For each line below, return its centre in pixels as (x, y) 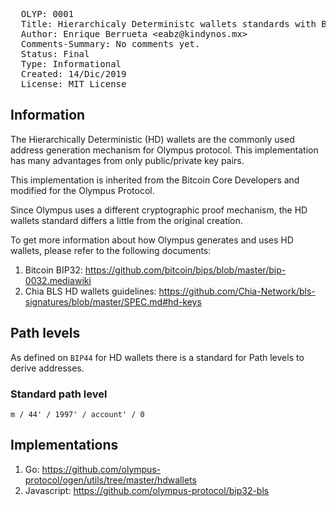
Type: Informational (71, 64)
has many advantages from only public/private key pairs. (127, 160)
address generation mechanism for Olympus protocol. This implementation (164, 150)
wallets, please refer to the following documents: (111, 250)
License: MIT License (73, 84)
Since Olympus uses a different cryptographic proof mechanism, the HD (159, 210)
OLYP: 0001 (47, 14)
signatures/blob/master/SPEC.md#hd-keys (113, 301)
